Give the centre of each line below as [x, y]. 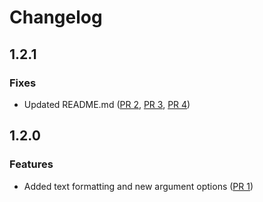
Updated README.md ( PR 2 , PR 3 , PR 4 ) [107, 104]
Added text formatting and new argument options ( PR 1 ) [138, 186]
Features [31, 164]
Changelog [56, 17]
